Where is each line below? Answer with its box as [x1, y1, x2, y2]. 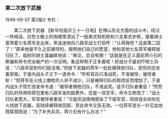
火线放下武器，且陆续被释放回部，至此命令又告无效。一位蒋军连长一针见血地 [5, 102, 163, 108]
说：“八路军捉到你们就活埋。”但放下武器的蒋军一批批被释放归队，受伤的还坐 [5, 65, 160, 71]
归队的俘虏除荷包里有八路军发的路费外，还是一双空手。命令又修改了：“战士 [5, 90, 161, 96]
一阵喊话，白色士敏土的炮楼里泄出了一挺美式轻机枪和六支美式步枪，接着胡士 [5, 33, 163, 39]
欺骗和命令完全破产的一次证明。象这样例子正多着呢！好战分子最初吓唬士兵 [5, 58, 158, 64]
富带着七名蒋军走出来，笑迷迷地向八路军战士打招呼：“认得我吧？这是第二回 [5, 40, 161, 46]
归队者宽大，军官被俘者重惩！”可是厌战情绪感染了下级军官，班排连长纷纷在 [5, 96, 161, 102]
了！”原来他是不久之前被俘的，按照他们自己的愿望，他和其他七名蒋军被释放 [5, 46, 161, 52]
